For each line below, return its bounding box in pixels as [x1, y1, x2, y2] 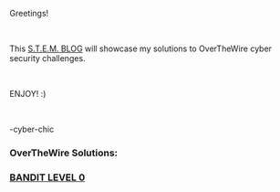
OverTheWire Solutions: [9, 146, 119, 159]
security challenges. [9, 53, 86, 63]
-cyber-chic [9, 123, 55, 134]
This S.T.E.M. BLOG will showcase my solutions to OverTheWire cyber [9, 43, 272, 54]
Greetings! [9, 8, 49, 18]
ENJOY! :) [9, 89, 47, 99]
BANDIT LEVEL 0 [9, 171, 86, 184]
